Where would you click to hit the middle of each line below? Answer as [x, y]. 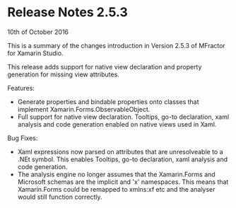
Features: [21, 88]
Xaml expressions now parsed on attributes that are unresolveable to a [120, 151]
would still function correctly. [60, 197]
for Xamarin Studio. [35, 53]
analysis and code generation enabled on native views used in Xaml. [117, 124]
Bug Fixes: [23, 138]
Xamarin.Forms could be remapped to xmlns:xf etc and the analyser [116, 189]
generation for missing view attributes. [64, 74]
